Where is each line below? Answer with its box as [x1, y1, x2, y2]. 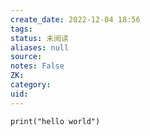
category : [10, 80, 52, 90]
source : [10, 52, 43, 62]
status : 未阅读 [10, 33, 69, 43]
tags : [10, 24, 33, 34]
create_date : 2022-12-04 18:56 [10, 14, 141, 25]
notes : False [10, 61, 65, 71]
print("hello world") [10, 116, 101, 126]
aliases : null [10, 42, 70, 53]
